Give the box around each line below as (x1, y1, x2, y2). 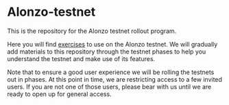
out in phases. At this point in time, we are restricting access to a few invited (7, 75, 223, 83)
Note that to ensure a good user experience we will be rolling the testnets (7, 68, 215, 76)
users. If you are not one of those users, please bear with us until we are (7, 82, 212, 91)
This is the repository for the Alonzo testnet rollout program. (7, 27, 177, 35)
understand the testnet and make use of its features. (7, 54, 156, 62)
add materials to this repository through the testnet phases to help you (7, 47, 206, 56)
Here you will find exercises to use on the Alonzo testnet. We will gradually (7, 40, 218, 48)
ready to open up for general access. (7, 90, 112, 98)
